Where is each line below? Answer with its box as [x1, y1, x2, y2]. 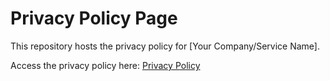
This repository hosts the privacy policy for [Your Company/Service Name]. [10, 40, 320, 52]
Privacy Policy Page [10, 7, 178, 30]
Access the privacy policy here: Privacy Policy [10, 59, 201, 71]
